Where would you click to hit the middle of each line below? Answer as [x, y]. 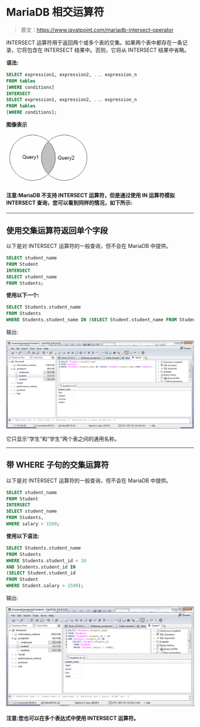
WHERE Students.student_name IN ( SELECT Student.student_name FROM [92, 320]
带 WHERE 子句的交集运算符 [57, 465]
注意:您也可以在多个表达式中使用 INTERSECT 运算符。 [73, 718]
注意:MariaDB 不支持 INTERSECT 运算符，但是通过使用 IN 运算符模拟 [91, 195]
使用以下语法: [23, 536]
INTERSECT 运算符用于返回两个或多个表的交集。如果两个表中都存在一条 [94, 42]
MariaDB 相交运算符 [55, 12]
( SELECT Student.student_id [41, 573]
